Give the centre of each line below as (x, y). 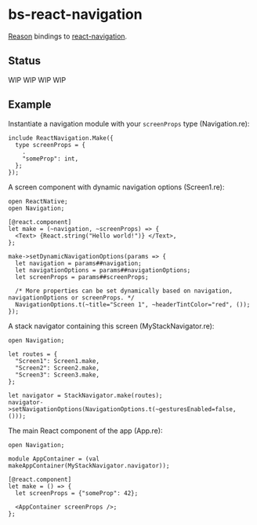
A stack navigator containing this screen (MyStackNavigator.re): (111, 326)
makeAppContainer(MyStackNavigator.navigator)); (89, 465)
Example (30, 105)
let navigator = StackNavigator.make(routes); (85, 395)
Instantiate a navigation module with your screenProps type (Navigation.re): (129, 123)
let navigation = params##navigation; (79, 263)
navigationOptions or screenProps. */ (71, 297)
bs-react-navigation (75, 15)
